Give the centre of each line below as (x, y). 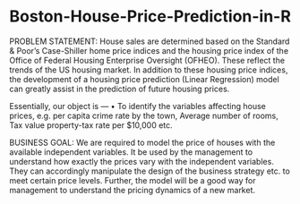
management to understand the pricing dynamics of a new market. (133, 190)
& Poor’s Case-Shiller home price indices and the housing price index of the (149, 50)
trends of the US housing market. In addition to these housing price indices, (149, 70)
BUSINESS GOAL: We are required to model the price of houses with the (142, 142)
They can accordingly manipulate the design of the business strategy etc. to (150, 171)
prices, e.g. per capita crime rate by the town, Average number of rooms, (144, 115)
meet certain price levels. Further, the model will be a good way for (133, 180)
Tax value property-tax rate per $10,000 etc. (91, 125)
